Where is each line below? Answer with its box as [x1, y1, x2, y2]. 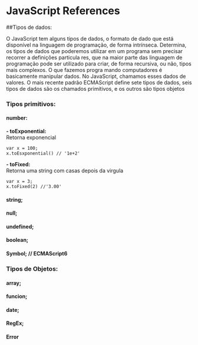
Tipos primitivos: [6, 100, 56, 108]
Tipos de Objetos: [6, 264, 58, 272]
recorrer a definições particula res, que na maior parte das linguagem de [6, 54, 183, 61]
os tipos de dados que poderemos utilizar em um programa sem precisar [6, 47, 183, 54]
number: [6, 114, 28, 121]
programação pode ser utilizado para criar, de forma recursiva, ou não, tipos [6, 60, 192, 67]
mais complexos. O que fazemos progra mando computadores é [6, 66, 163, 73]
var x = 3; [6, 179, 33, 185]
